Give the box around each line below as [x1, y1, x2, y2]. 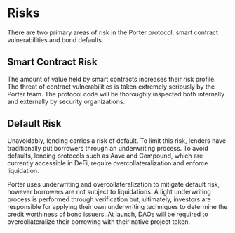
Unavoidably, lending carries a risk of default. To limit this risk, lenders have [7, 136, 227, 145]
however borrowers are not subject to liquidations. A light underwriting [7, 187, 212, 196]
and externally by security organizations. [7, 97, 125, 106]
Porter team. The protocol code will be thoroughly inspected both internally [7, 89, 225, 98]
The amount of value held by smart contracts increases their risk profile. [7, 75, 216, 83]
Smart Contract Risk [7, 56, 98, 68]
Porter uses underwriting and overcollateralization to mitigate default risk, [7, 180, 220, 188]
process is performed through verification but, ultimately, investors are [7, 195, 212, 203]
